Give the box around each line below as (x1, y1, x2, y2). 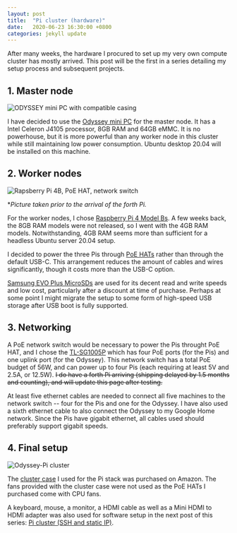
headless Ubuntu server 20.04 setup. (7, 236, 116, 244)
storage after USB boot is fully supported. (7, 301, 128, 309)
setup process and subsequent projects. (7, 64, 125, 73)
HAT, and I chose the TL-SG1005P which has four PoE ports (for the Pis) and (7, 347, 229, 357)
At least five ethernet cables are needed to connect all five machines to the (7, 391, 226, 400)
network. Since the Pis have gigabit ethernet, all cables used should (7, 414, 205, 422)
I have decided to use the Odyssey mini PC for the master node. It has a (7, 117, 217, 126)
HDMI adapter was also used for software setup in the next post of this (7, 510, 213, 519)
